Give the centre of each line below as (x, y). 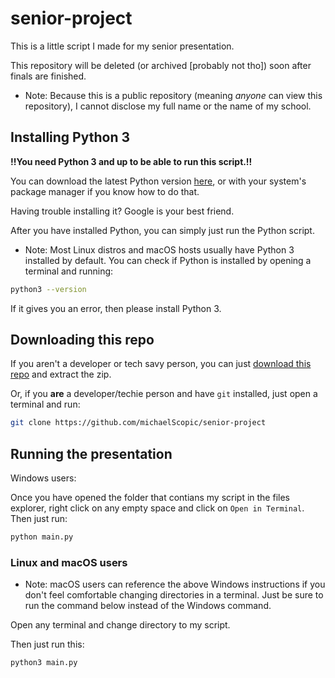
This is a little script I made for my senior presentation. (122, 46)
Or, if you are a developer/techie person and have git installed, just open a (164, 394)
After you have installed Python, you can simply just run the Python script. (162, 230)
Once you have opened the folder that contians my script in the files (150, 498)
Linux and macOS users (69, 562)
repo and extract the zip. (61, 374)
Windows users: (43, 478)
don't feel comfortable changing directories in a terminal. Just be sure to (174, 595)
